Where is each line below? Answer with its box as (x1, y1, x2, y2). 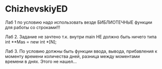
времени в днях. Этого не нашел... (5, 58, 77, 64)
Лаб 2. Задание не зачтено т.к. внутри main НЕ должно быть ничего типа (5, 34, 157, 40)
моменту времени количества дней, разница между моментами (5, 53, 140, 59)
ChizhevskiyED (5, 3, 68, 14)
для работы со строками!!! (5, 24, 61, 30)
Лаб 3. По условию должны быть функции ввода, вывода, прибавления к (5, 48, 158, 54)
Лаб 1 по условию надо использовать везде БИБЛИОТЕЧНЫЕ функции (5, 19, 152, 25)
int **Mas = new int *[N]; (5, 39, 57, 44)
